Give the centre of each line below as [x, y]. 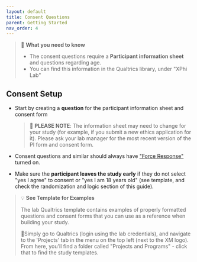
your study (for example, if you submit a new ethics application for [110, 132]
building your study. [45, 222]
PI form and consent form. [61, 145]
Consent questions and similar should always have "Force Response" [99, 156]
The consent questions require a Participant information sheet [106, 56]
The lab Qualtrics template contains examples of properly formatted [103, 210]
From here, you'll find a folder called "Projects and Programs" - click [104, 247]
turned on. [27, 163]
